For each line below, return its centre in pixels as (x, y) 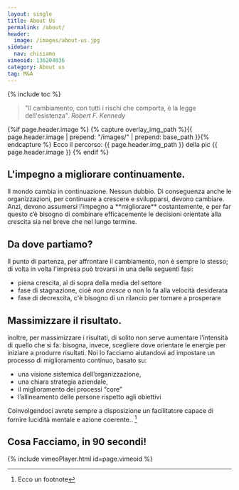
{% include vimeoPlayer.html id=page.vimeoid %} (80, 459)
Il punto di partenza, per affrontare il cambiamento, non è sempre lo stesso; (118, 262)
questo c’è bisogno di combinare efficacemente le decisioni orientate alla (115, 214)
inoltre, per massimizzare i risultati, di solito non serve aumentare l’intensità (118, 337)
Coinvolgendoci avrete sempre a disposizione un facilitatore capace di (110, 410)
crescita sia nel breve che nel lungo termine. (72, 222)
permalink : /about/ (36, 27)
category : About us (36, 67)
